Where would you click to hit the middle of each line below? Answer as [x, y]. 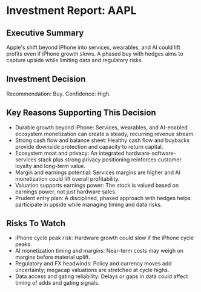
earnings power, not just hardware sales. [66, 192]
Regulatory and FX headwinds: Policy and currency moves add [93, 264]
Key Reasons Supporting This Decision [81, 113]
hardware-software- [151, 153]
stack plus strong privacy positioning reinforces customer [110, 159]
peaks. [23, 244]
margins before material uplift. [53, 257]
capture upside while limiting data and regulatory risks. [75, 60]
